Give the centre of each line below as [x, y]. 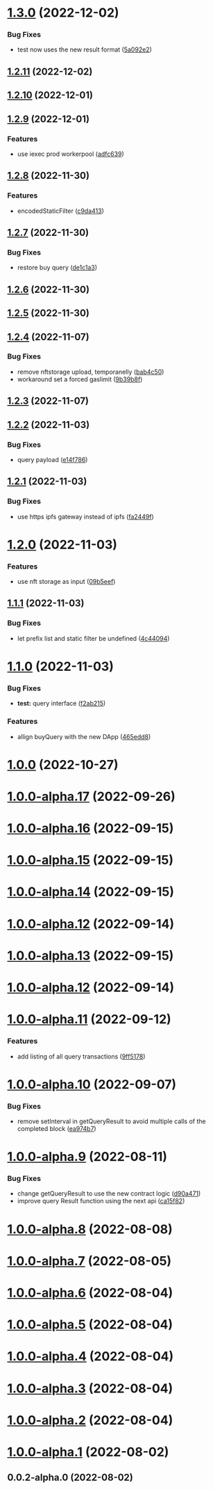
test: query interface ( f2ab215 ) [61, 704]
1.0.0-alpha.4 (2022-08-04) [91, 1357]
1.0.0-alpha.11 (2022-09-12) [89, 1019]
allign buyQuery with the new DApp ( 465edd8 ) [84, 736]
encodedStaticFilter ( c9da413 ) [60, 211]
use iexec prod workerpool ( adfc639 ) [70, 154]
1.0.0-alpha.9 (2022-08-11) [87, 1157]
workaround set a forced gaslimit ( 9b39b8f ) [80, 379]
